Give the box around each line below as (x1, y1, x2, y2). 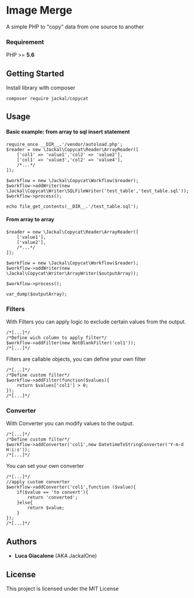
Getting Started (6, 69, 64, 79)
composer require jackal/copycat (6, 96, 89, 102)
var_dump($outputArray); (6, 291, 67, 297)
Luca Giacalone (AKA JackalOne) (14, 552, 98, 560)
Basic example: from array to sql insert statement (6, 128, 130, 135)
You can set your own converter (6, 463, 85, 470)
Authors (6, 536, 37, 547)
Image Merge (6, 4, 73, 17)
